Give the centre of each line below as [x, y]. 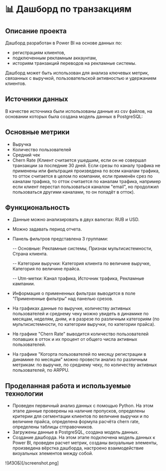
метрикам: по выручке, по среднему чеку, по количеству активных [84, 365]
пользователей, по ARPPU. [41, 370]
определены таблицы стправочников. [53, 427]
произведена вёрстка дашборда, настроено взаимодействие [78, 448]
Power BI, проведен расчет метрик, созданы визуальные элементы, [85, 443]
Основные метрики [37, 132]
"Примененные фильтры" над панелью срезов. [63, 299]
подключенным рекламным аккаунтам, [55, 58]
